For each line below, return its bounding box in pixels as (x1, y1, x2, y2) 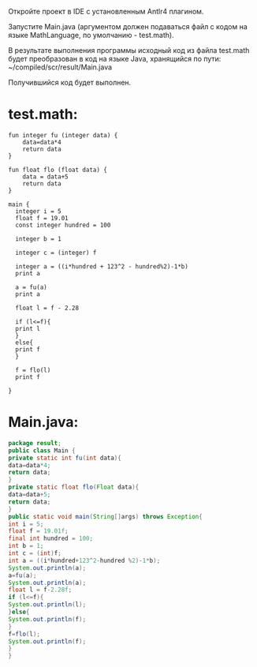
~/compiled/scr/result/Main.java (8, 62, 113, 72)
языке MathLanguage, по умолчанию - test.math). (8, 31, 175, 39)
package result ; (8, 439, 61, 447)
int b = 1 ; (8, 542, 44, 550)
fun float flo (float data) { (8, 166, 108, 174)
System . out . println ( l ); (8, 601, 87, 609)
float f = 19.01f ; (8, 527, 69, 535)
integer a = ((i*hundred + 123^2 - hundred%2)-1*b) (15, 262, 189, 271)
